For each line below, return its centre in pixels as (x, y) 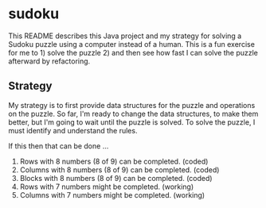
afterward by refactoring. (49, 61)
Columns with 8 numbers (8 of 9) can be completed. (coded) (119, 169)
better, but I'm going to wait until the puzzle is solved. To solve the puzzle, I (132, 122)
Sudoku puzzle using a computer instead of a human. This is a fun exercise (131, 44)
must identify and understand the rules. (73, 130)
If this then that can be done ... (59, 146)
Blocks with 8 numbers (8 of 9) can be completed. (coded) (116, 178)
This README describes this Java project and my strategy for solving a (125, 36)
